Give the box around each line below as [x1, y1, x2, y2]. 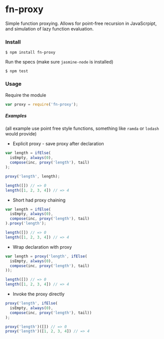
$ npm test [5, 69, 28, 74]
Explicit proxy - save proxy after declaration [12, 141, 104, 147]
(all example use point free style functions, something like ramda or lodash [5, 125, 159, 131]
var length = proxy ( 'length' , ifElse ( [5, 254, 87, 259]
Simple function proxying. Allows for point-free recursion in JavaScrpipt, [5, 20, 157, 26]
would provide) [5, 131, 37, 137]
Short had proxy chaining [12, 197, 66, 203]
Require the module [5, 92, 47, 98]
